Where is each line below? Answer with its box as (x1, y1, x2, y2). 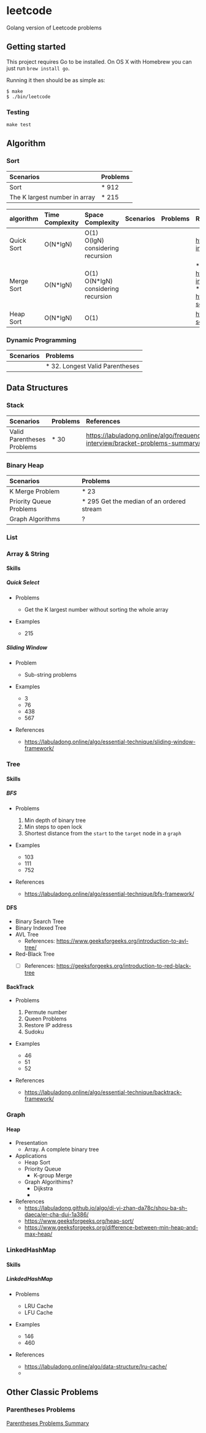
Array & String (6, 549, 50, 558)
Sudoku (24, 1028, 44, 1036)
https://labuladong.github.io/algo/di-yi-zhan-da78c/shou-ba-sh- (24, 1204, 188, 1212)
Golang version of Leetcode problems (6, 24, 102, 31)
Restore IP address (24, 1022, 72, 1029)
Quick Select (6, 579, 40, 586)
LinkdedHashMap (6, 1275, 53, 1282)
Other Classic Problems (6, 1387, 99, 1397)
